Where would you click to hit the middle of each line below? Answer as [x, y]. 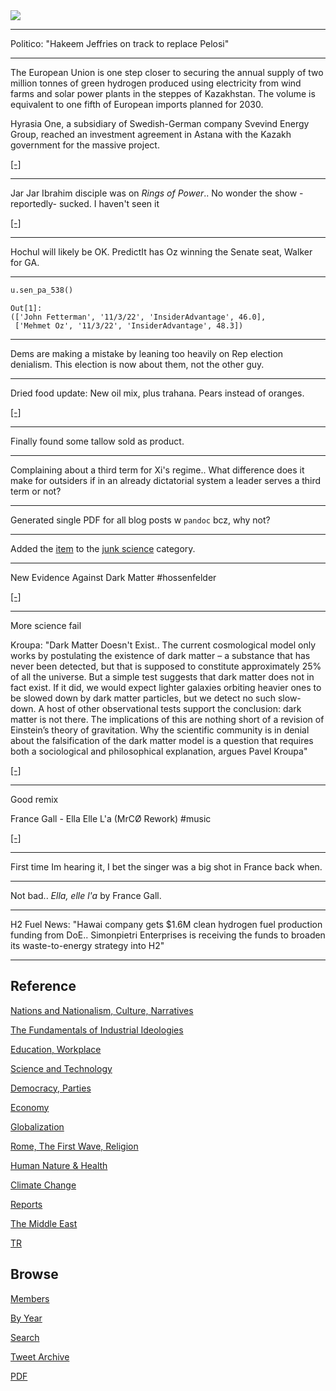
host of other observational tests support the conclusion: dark [174, 708]
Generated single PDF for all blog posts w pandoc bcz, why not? [140, 520]
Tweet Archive [40, 1356]
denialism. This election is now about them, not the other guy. [137, 364]
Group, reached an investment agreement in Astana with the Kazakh [151, 134]
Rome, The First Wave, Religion [74, 1146]
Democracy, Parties [51, 1088]
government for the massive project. [85, 145]
